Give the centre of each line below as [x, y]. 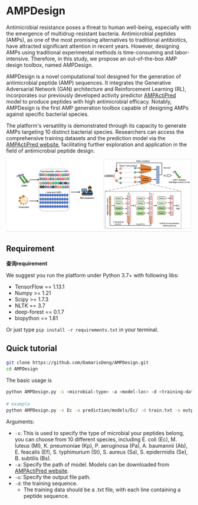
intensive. [18, 59]
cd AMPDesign [22, 369]
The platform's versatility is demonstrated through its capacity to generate [96, 125]
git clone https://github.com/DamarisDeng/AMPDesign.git [77, 362]
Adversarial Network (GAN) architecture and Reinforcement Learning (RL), [96, 89]
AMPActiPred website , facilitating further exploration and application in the [97, 144]
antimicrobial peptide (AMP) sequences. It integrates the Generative [89, 82]
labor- [182, 52]
